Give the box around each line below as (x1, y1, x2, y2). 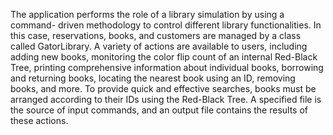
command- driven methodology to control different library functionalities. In (10, 19, 322, 31)
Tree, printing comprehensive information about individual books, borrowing (10, 62, 324, 73)
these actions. (10, 115, 69, 126)
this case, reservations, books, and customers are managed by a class (10, 30, 302, 41)
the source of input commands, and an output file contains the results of (10, 104, 309, 116)
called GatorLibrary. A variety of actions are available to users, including (10, 40, 308, 52)
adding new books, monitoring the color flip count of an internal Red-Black (10, 51, 318, 63)
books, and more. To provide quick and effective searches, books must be (10, 83, 317, 94)
